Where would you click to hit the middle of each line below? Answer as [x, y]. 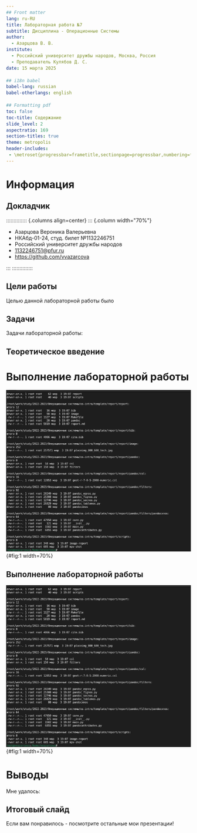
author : [16, 37]
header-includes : [27, 149]
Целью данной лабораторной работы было [60, 301]
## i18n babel [23, 80]
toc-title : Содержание [34, 117]
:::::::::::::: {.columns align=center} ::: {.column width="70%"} [79, 220]
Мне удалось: [23, 791]
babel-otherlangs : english [39, 93]
